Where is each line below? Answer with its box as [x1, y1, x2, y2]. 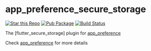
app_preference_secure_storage [5, 4, 146, 15]
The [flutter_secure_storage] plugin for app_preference [5, 30, 121, 36]
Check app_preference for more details [5, 39, 88, 46]
